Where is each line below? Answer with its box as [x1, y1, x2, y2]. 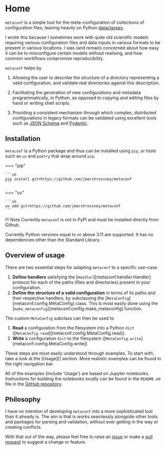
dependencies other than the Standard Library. [5, 237, 101, 243]
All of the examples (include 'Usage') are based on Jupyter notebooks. [5, 370, 150, 376]
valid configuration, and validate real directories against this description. [12, 80, 160, 86]
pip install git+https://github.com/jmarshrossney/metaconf [5, 177, 132, 182]
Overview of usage [5, 251, 65, 259]
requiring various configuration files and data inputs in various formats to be [5, 39, 161, 45]
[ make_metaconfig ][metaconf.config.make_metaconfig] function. [12, 306, 143, 312]
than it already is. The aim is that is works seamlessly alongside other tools [5, 414, 158, 420]
